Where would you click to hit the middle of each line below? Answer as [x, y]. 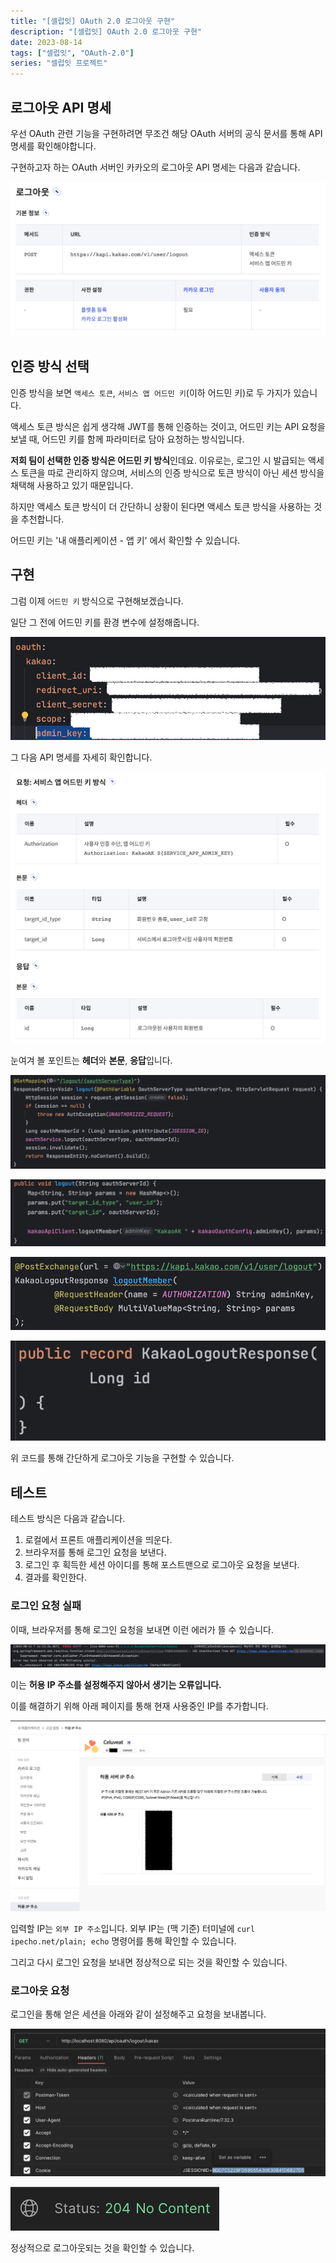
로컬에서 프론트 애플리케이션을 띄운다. [98, 1540]
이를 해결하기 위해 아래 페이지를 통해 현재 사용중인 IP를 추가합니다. [139, 1706]
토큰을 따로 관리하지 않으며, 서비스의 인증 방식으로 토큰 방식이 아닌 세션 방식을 [172, 472]
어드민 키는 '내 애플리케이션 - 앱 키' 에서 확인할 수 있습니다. [125, 540]
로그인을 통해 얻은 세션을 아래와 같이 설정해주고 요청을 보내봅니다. [138, 2014]
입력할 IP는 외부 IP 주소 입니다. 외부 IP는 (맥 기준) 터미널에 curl [133, 1929]
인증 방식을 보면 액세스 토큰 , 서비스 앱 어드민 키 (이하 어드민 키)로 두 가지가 [151, 392]
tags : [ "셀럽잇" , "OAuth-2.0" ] [72, 53]
